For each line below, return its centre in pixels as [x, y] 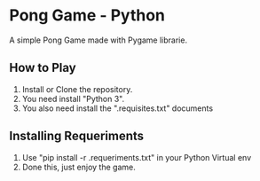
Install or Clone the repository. [77, 89]
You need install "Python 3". [73, 98]
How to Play [43, 68]
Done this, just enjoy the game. [79, 167]
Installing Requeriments [77, 136]
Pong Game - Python [87, 16]
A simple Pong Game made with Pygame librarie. [98, 40]
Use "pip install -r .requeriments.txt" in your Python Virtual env [137, 157]
